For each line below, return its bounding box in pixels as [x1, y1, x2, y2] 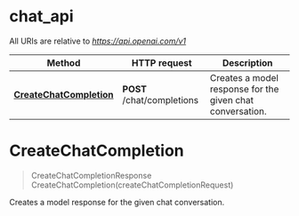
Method [46, 56, 81, 68]
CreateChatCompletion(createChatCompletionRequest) [30, 180, 234, 190]
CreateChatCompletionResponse [30, 170, 152, 180]
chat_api [9, 6, 74, 27]
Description [222, 56, 273, 68]
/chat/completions [122, 93, 198, 106]
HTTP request [132, 56, 193, 68]
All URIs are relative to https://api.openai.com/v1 [9, 36, 187, 46]
